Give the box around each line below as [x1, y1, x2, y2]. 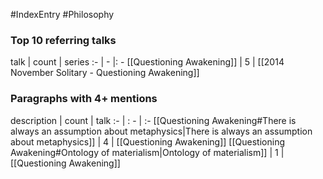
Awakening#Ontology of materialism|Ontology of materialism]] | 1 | [10, 146, 285, 158]
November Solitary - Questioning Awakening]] [10, 67, 200, 79]
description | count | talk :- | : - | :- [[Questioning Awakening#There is [10, 114, 297, 126]
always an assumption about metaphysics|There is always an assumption [10, 125, 313, 137]
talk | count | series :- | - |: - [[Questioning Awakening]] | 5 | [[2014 [10, 56, 285, 68]
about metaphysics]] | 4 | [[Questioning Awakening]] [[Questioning [10, 135, 285, 148]
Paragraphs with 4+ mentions [10, 92, 158, 106]
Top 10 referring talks [10, 33, 117, 47]
